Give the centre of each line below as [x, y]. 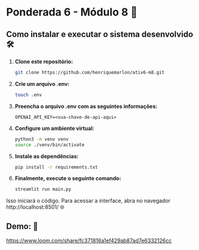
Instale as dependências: [46, 156]
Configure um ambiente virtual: [55, 128]
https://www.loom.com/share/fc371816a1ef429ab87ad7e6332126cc [89, 240]
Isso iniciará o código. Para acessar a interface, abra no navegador [88, 201]
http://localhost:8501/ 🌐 [35, 207]
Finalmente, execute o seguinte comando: [68, 178]
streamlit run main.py [43, 189]
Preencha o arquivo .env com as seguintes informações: [86, 106]
